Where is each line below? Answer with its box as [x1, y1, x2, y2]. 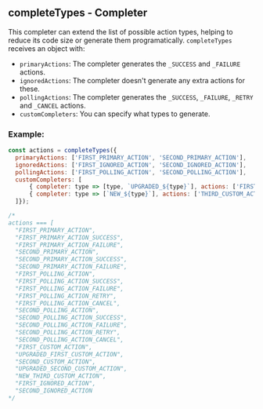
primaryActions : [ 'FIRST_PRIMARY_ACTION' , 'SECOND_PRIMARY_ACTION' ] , [15, 153, 247, 162]
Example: [8, 129, 45, 140]
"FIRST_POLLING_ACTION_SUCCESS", [15, 277, 124, 285]
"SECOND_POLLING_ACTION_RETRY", [15, 329, 121, 337]
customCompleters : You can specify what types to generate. [19, 109, 211, 119]
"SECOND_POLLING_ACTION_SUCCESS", [15, 314, 128, 322]
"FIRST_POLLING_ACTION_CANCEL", [15, 299, 121, 307]
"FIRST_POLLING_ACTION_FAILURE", [15, 284, 124, 293]
